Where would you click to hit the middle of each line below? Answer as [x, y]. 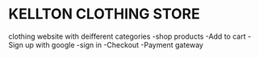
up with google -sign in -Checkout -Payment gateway [115, 44]
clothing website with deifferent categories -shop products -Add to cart [127, 36]
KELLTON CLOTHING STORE [104, 14]
